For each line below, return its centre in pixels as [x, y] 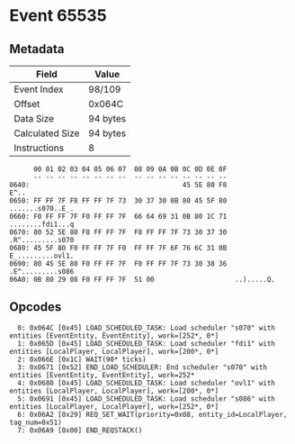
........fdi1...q [42, 224]
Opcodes [36, 307]
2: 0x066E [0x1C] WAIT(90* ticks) [82, 359]
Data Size [34, 118]
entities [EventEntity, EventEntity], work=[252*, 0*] [114, 335]
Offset [27, 104]
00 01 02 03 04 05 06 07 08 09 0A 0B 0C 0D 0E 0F [130, 169]
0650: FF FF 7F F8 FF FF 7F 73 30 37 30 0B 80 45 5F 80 [118, 201]
